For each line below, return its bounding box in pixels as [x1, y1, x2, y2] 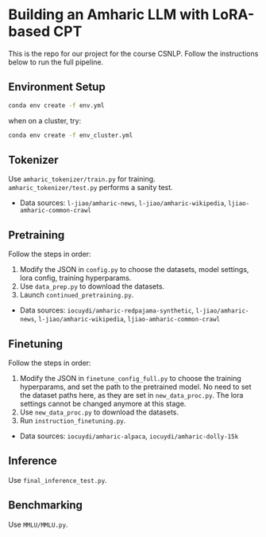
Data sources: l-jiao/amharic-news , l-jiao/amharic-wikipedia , [19, 198, 226, 208]
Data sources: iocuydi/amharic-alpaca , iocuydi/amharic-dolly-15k [19, 431, 239, 441]
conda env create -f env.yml [8, 101, 105, 109]
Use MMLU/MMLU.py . [8, 519, 68, 529]
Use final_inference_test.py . [8, 475, 107, 484]
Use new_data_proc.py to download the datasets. [19, 407, 179, 417]
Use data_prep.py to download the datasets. [19, 282, 165, 291]
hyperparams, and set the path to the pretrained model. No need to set [19, 382, 252, 391]
